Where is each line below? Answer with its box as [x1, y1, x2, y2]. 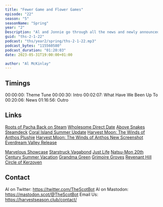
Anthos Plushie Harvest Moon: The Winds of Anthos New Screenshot [5, 134, 144, 140]
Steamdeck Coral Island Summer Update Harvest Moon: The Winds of [5, 129, 146, 135]
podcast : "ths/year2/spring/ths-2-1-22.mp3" [5, 39, 97, 44]
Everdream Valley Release [5, 139, 57, 145]
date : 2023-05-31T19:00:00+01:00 [5, 52, 73, 57]
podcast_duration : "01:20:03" [5, 48, 66, 52]
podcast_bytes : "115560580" [5, 43, 62, 48]
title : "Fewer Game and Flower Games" [5, 7, 83, 12]
